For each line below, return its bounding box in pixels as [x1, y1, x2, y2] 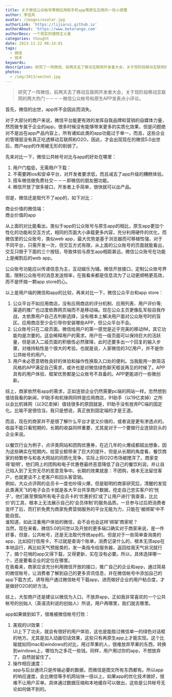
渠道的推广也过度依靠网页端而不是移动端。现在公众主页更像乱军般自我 [12, 306, 161, 313]
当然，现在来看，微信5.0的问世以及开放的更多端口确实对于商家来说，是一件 [5, 525, 165, 531]
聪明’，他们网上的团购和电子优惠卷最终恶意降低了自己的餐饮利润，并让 [11, 461, 160, 467]
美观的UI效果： [12, 622, 45, 628]
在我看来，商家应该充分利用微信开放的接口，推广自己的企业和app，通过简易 [5, 563, 166, 569]
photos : [5, 70, 22, 75]
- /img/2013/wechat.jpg [10, 74, 60, 79]
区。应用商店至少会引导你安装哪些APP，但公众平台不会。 [12, 319, 134, 325]
